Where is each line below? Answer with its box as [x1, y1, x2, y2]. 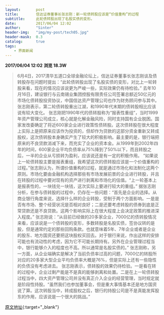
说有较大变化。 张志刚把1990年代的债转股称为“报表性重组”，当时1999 [17, 109, 158, 115]
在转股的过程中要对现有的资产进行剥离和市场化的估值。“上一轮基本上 [17, 177, 157, 183]
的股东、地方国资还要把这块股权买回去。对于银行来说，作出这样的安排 [17, 232, 160, 238]
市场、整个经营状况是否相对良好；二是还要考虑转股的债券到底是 [26, 202, 155, 208]
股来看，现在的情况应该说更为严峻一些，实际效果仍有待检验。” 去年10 [17, 85, 156, 91]
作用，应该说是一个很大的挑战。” [26, 293, 90, 299]
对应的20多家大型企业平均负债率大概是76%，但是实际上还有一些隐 [17, 257, 153, 262]
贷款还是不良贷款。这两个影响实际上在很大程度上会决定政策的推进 [21, 208, 155, 213]
